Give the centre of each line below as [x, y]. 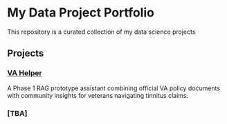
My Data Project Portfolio [81, 13]
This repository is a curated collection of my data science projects [101, 32]
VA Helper [25, 73]
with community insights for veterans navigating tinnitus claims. [98, 95]
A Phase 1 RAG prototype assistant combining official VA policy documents [113, 88]
